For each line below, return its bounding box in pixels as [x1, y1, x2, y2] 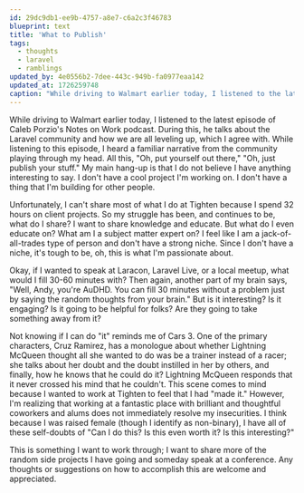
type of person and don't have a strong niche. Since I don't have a [46, 237, 294, 248]
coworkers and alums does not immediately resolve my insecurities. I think [9, 407, 288, 418]
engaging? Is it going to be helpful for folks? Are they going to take [9, 303, 258, 314]
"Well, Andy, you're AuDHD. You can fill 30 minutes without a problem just [9, 284, 285, 295]
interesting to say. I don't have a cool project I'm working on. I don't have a [9, 171, 288, 182]
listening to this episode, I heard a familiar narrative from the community [9, 142, 278, 154]
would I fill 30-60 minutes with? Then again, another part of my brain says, [9, 274, 288, 285]
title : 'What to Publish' [9, 30, 107, 39]
